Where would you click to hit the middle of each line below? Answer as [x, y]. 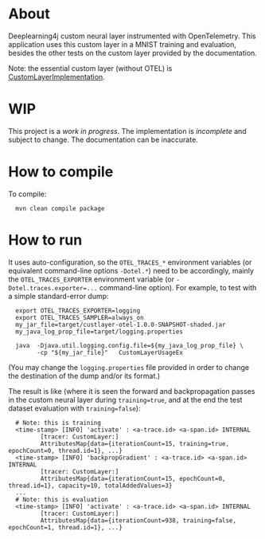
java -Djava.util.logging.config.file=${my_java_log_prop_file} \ [130, 345]
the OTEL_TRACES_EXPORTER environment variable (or [92, 279]
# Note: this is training [58, 423]
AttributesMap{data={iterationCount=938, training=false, [138, 520]
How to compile [61, 172]
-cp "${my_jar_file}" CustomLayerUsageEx [110, 352]
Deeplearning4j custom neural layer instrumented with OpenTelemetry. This [132, 36]
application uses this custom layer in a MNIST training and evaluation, [123, 44]
